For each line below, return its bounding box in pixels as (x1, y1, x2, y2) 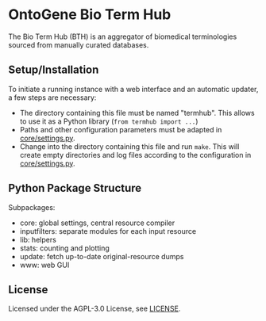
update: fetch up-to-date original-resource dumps (19, 251, 184, 261)
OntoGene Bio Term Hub (8, 6, 172, 24)
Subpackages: (8, 202, 56, 212)
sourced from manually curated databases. (8, 40, 149, 49)
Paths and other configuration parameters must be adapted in (19, 124, 222, 134)
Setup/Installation (8, 63, 99, 77)
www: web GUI (19, 260, 70, 269)
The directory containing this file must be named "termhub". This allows (19, 108, 256, 117)
